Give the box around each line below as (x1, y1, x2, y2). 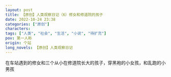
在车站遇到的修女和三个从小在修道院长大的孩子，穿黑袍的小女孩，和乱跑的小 (5, 59, 166, 66)
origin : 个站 (5, 41, 32, 46)
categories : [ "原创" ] (5, 21, 50, 27)
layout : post (5, 7, 33, 13)
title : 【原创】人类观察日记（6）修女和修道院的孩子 (5, 12, 103, 17)
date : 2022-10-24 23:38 (5, 17, 56, 22)
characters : (5, 26, 31, 31)
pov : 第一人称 (5, 36, 32, 41)
